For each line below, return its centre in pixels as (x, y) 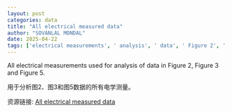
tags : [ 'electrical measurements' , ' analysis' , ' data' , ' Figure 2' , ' (117, 46)
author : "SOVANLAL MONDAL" (46, 33)
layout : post (26, 13)
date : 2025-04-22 (32, 39)
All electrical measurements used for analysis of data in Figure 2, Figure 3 (113, 65)
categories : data (32, 20)
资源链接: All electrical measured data (61, 102)
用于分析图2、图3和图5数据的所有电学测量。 (71, 87)
